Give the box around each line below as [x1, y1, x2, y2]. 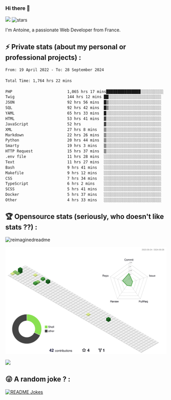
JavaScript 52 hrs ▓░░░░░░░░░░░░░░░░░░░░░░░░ [5, 121, 161, 126]
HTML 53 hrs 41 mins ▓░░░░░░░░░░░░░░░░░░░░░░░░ [5, 116, 161, 121]
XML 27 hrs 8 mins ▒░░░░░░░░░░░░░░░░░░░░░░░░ [5, 127, 161, 132]
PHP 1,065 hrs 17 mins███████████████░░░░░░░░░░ [5, 89, 164, 94]
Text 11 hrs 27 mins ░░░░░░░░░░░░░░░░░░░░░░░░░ [5, 159, 161, 165]
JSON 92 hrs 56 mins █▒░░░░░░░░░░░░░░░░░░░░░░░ [5, 100, 161, 105]
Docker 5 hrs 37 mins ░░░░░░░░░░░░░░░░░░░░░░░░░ [5, 192, 161, 197]
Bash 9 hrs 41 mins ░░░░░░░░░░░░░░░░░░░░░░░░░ [5, 165, 161, 170]
